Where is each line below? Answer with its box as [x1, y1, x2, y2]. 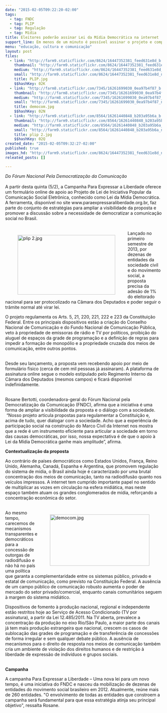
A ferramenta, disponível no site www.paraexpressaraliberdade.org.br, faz [5, 199, 157, 205]
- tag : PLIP [9, 21, 35, 26]
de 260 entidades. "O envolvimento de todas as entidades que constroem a [5, 692, 160, 698]
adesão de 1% [127, 288, 157, 294]
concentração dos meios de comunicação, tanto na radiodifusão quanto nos [5, 474, 162, 479]
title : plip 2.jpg [14, 132, 52, 137]
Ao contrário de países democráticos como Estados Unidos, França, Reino [5, 458, 158, 464]
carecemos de [5, 520, 35, 526]
